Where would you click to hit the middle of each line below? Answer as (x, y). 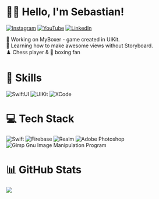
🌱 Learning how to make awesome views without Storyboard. (79, 46)
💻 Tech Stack (40, 119)
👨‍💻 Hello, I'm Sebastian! (65, 12)
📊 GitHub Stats (44, 170)
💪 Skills (24, 78)
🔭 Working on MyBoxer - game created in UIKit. (63, 39)
